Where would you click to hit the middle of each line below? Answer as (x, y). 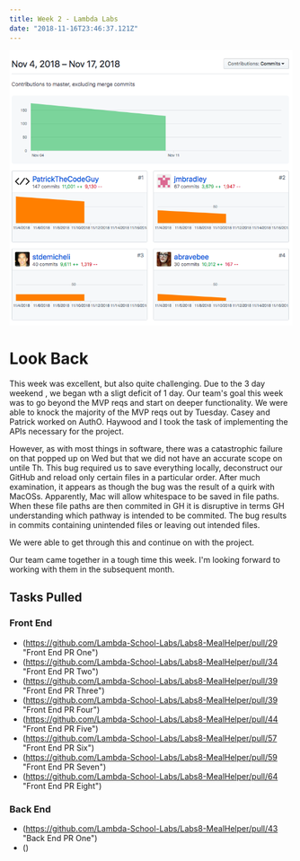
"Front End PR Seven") (64, 767)
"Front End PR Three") (63, 690)
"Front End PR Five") (60, 728)
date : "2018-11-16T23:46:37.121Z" (74, 28)
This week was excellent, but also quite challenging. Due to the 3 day (137, 383)
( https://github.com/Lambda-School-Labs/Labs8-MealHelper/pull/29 (150, 643)
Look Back (49, 359)
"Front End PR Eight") (62, 786)
